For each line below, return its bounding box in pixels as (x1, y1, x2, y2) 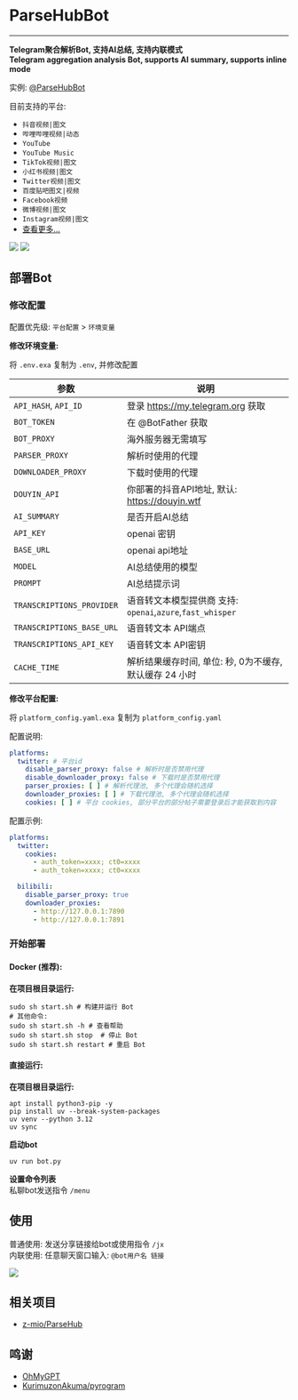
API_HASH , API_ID (13, 399, 82, 412)
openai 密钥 (127, 527, 176, 540)
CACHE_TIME (13, 662, 59, 672)
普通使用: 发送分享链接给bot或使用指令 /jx (9, 1238, 164, 1249)
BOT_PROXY (13, 433, 55, 444)
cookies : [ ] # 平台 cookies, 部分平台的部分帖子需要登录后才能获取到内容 (25, 797, 277, 807)
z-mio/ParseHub (21, 1319, 82, 1330)
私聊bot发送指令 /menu (9, 1184, 90, 1196)
